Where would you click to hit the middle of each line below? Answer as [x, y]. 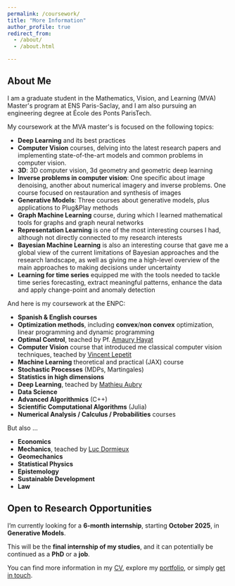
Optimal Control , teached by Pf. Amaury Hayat [85, 339]
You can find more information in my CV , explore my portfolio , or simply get [116, 568]
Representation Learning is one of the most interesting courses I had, [119, 230]
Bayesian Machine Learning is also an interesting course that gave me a [123, 245]
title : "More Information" [47, 20]
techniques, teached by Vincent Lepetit [75, 354]
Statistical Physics [45, 464]
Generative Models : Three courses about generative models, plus [113, 200]
